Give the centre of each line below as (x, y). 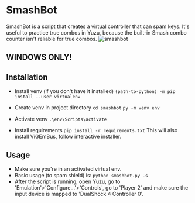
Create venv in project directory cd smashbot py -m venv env (87, 108)
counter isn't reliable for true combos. (52, 39)
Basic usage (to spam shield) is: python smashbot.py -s (81, 175)
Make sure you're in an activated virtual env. (68, 169)
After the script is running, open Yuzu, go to (67, 181)
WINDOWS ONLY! (39, 57)
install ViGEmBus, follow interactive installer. (68, 137)
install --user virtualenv (47, 97)
